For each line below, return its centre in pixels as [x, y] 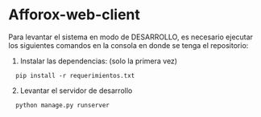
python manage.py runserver [63, 105]
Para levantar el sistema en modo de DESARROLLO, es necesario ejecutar [131, 37]
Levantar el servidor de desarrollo [76, 91]
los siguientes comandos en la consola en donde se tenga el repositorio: [128, 45]
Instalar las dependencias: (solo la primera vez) [99, 61]
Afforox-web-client [75, 15]
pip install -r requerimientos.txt [75, 75]
